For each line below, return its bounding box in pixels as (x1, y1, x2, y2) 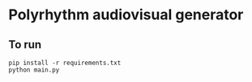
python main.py (8, 66, 60, 74)
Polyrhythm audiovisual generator (8, 6, 244, 24)
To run (8, 38, 42, 51)
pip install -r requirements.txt (8, 59, 122, 67)
